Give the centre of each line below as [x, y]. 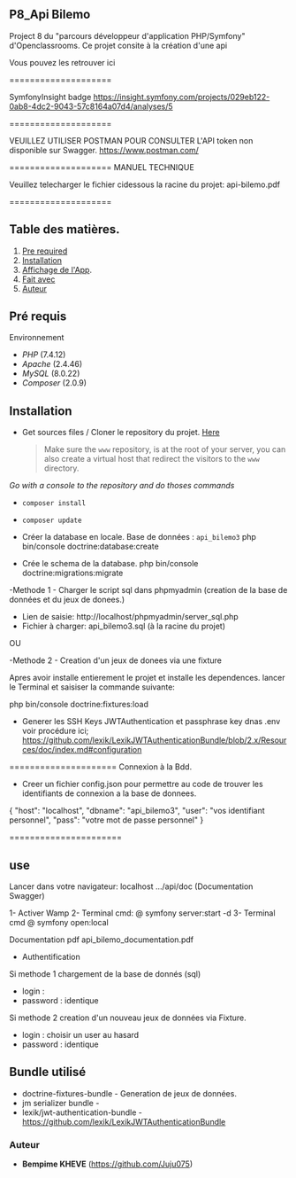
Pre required [45, 251]
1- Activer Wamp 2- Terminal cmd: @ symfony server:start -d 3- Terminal [142, 913]
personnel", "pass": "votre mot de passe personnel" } [106, 820]
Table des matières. [65, 230]
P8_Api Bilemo [50, 15]
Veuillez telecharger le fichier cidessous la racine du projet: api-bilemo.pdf [145, 184]
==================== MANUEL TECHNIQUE [102, 167]
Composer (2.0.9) [54, 383]
